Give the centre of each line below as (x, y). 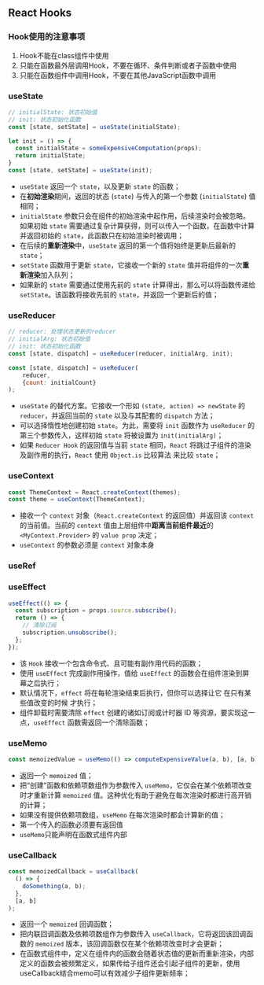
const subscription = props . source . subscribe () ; (96, 611)
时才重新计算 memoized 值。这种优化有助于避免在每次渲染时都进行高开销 (135, 795)
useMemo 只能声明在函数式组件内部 (73, 834)
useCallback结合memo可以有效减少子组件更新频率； (104, 973)
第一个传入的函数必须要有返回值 (71, 825)
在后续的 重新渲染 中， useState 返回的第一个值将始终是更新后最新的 (128, 245)
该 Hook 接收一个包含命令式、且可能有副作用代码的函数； (111, 663)
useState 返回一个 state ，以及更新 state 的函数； (100, 186)
